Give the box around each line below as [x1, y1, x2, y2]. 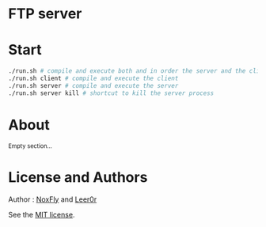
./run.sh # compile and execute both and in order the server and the [8, 67, 246, 75]
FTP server [8, 5, 82, 23]
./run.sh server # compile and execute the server [8, 81, 179, 89]
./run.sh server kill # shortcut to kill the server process [8, 89, 215, 97]
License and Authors [8, 168, 148, 186]
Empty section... [8, 142, 53, 150]
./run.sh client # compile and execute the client [8, 74, 179, 82]
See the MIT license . [8, 210, 75, 219]
